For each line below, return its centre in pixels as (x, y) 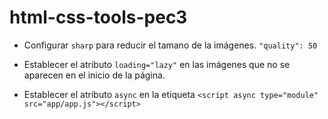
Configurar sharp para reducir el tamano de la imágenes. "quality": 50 (170, 45)
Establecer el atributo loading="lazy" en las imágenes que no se (157, 64)
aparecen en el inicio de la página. (94, 75)
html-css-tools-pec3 (98, 17)
